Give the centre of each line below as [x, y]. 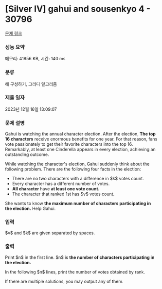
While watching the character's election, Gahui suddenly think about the [77, 164]
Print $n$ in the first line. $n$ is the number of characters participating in [80, 257]
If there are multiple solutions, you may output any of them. [64, 281]
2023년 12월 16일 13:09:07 [31, 109]
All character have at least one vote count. [56, 189]
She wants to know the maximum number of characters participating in [78, 204]
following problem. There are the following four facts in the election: [73, 169]
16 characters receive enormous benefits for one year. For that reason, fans [81, 139]
